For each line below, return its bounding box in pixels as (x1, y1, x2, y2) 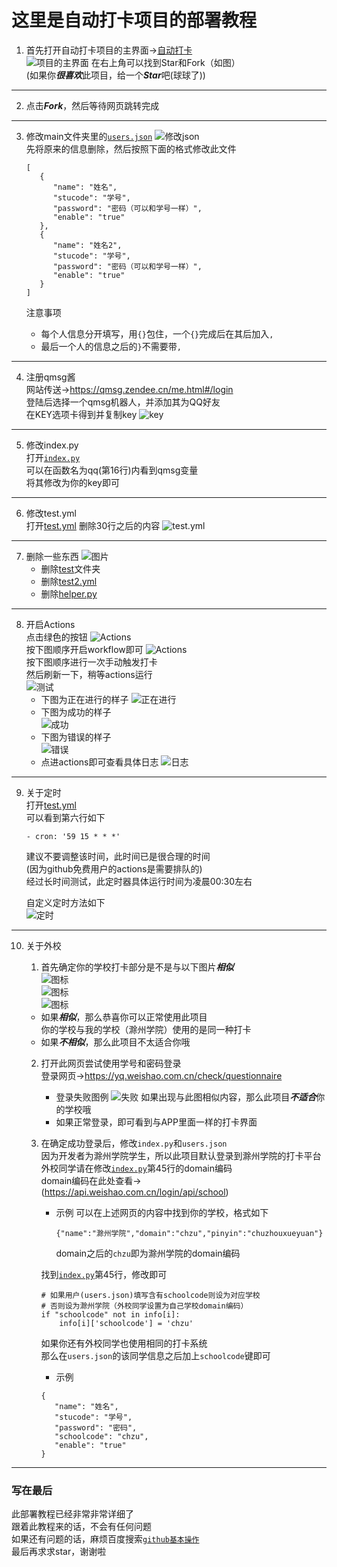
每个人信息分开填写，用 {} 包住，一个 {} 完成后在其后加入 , (40, 327, 274, 340)
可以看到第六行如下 (25, 811, 106, 823)
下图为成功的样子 (40, 706, 112, 718)
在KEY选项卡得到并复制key (25, 408, 138, 420)
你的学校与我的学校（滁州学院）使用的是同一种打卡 (40, 1023, 252, 1035)
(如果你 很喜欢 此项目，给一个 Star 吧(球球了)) (25, 69, 206, 81)
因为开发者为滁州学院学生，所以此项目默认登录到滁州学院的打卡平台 (40, 1149, 322, 1161)
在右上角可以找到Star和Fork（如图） (90, 56, 241, 68)
